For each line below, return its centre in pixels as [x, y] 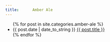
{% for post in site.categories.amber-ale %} [58, 24]
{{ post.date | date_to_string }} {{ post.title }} [59, 29]
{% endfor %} [27, 34]
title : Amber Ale [29, 10]
